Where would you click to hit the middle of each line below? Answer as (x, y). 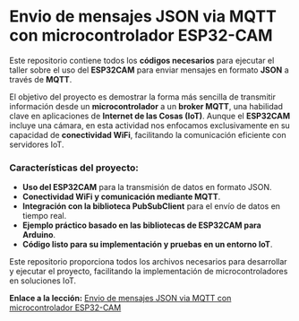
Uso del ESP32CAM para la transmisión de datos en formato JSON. (147, 187)
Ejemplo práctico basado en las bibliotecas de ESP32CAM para (141, 225)
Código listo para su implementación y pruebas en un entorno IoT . (147, 245)
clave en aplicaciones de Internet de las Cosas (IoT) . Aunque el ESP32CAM (150, 116)
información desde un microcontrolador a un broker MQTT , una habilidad (146, 106)
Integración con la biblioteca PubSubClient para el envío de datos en (151, 206)
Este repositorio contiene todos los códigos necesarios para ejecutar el (142, 60)
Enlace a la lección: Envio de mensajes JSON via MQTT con (120, 299)
